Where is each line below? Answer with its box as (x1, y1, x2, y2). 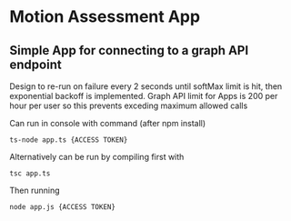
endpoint (9, 56, 62, 72)
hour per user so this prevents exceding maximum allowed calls (9, 100, 248, 111)
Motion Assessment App (9, 6, 201, 27)
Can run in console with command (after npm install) (9, 118, 206, 128)
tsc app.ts (9, 169, 51, 178)
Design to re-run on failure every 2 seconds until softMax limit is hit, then (9, 81, 283, 92)
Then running (9, 185, 61, 196)
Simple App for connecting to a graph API (9, 43, 249, 58)
